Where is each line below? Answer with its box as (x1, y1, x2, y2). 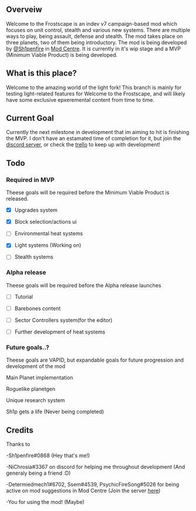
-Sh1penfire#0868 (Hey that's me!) (6, 452, 90, 459)
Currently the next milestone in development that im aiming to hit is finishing (6, 129, 190, 136)
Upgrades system (14, 207, 58, 214)
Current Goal (6, 114, 54, 124)
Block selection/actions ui (14, 218, 77, 225)
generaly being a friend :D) (6, 469, 71, 476)
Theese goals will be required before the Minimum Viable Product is (6, 189, 170, 196)
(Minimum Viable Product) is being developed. (6, 51, 118, 58)
